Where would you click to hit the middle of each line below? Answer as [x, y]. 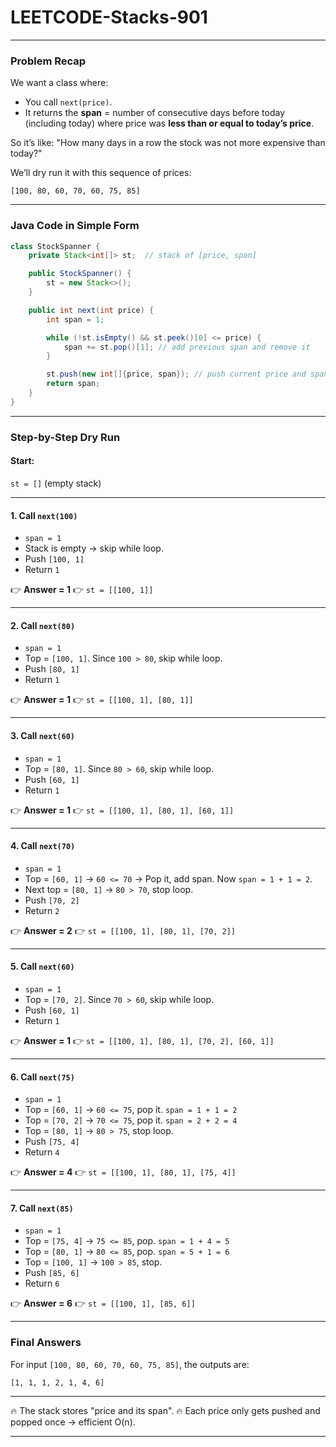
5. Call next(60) [42, 967]
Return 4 [42, 1152]
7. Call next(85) [42, 1208]
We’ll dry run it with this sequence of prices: [101, 173]
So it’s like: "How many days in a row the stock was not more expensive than [168, 143]
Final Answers [46, 1343]
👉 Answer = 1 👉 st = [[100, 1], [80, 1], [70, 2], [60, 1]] [142, 1040]
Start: [22, 461]
